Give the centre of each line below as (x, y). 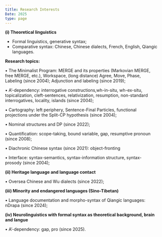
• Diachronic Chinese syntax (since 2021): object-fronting (63, 148)
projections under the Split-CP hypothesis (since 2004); (61, 115)
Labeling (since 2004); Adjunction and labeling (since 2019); (65, 81)
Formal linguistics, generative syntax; (49, 42)
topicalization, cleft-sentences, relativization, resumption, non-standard (76, 95)
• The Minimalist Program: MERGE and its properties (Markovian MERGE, (78, 71)
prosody (13, 163)
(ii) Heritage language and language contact (50, 172)
